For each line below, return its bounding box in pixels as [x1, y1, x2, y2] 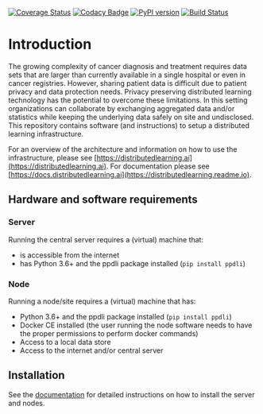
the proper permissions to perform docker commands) [19, 328, 199, 338]
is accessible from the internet [19, 250, 120, 260]
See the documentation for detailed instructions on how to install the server [8, 389, 255, 399]
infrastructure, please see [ [8, 153, 97, 162]
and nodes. [8, 398, 45, 408]
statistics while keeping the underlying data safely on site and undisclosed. [8, 112, 254, 122]
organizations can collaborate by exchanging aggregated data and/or [8, 103, 235, 113]
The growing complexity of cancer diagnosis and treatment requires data [8, 61, 248, 71]
